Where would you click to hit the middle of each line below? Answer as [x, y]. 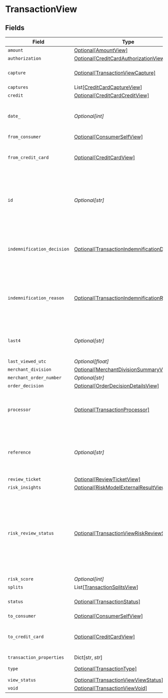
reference [19, 452]
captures [18, 87]
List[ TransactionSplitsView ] [106, 587]
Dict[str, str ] [88, 657]
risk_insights [24, 487]
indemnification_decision [38, 249]
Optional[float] [91, 361]
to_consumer [22, 616]
